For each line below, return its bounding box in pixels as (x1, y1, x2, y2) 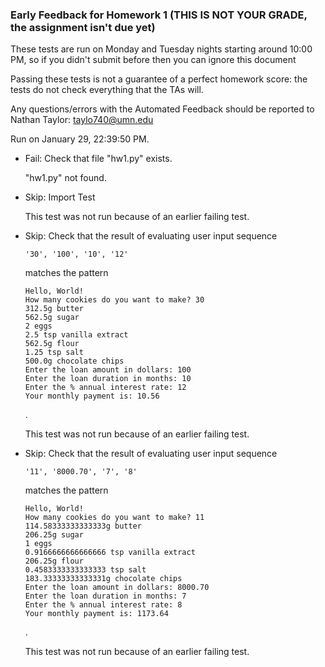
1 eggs (24, 539, 53, 549)
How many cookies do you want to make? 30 (24, 295, 205, 305)
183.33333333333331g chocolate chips (24, 574, 183, 584)
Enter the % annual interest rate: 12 (24, 383, 187, 393)
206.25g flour (24, 556, 84, 567)
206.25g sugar (24, 530, 84, 540)
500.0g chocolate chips (24, 356, 125, 367)
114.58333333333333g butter (24, 521, 142, 532)
